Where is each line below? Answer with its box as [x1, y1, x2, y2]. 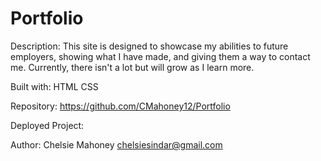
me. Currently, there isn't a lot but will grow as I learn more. [10, 61, 255, 73]
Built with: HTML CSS [10, 80, 99, 92]
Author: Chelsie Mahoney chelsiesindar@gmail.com [10, 138, 223, 151]
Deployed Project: [10, 119, 85, 131]
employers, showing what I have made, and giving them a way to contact [10, 50, 311, 62]
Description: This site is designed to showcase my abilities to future [10, 40, 289, 52]
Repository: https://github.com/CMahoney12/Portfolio [10, 100, 231, 112]
